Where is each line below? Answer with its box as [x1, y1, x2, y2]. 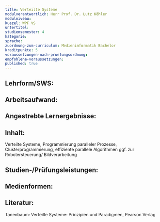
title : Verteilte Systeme [5, 7, 57, 12]
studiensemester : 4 [5, 30, 45, 34]
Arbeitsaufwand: [5, 95, 58, 104]
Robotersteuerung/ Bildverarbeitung [5, 152, 77, 158]
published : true [5, 61, 38, 66]
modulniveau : [5, 16, 32, 21]
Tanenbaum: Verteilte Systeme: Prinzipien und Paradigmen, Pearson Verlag [5, 211, 156, 217]
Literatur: [5, 199, 34, 207]
